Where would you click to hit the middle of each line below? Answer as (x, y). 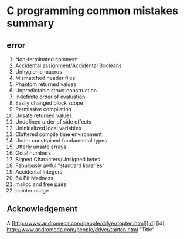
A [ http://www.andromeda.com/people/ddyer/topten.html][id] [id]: (86, 223)
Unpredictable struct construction (56, 90)
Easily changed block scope (49, 103)
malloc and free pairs (41, 184)
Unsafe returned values (43, 115)
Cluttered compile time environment (58, 134)
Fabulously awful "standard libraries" (60, 165)
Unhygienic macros (38, 72)
